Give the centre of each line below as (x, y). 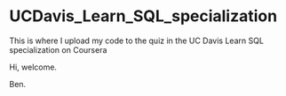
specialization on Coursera (58, 49)
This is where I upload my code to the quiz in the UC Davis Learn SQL (137, 41)
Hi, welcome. (33, 67)
